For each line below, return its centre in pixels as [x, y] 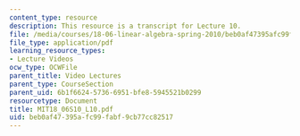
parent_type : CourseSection [62, 84]
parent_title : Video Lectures [66, 76]
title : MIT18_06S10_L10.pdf [62, 109]
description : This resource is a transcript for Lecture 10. [125, 26]
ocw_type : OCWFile [43, 68]
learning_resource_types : [57, 51]
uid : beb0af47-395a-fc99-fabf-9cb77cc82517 [92, 117]
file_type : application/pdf [62, 42]
